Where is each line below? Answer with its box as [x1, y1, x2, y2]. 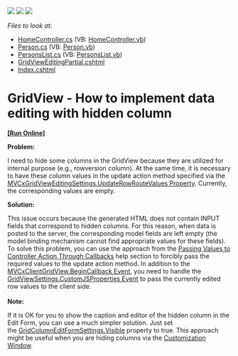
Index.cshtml [17, 65, 55, 74]
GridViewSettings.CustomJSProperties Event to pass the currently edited [7, 274, 221, 283]
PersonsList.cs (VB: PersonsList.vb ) [17, 50, 123, 58]
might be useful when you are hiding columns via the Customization [7, 333, 206, 342]
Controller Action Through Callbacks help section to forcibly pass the [7, 252, 210, 260]
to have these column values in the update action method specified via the [7, 171, 226, 180]
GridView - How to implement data [7, 90, 215, 107]
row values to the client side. [7, 281, 92, 291]
